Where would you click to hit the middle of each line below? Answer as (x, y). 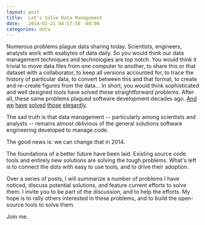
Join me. (17, 217)
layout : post (23, 12)
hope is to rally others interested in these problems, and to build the (92, 198)
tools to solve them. (50, 205)
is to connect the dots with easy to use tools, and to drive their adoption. (98, 167)
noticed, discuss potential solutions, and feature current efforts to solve (96, 185)
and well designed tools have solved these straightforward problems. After (100, 92)
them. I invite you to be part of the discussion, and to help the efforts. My (98, 192)
